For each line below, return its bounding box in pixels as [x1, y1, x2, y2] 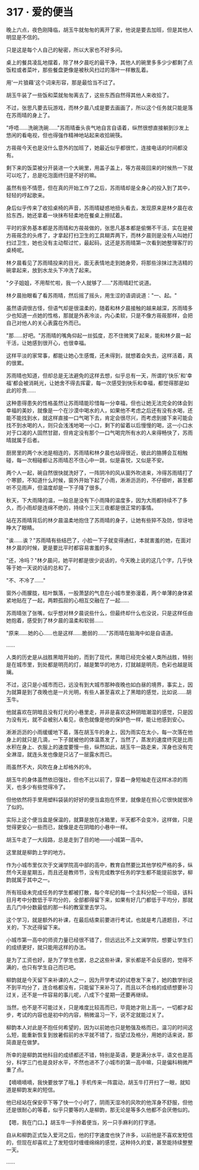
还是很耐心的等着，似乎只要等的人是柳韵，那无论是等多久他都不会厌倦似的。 [6, 1106, 193, 1113]
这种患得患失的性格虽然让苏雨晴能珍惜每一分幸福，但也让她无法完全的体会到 [6, 399, 193, 407]
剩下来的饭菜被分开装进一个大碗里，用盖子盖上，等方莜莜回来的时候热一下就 [6, 164, 193, 171]
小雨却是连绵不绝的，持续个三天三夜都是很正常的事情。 [21, 504, 157, 511]
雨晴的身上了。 [16, 111, 53, 119]
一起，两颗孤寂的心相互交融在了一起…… [31, 597, 130, 604]
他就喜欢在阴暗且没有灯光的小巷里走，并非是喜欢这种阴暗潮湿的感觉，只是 [6, 708, 188, 715]
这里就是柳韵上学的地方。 [6, 848, 69, 855]
